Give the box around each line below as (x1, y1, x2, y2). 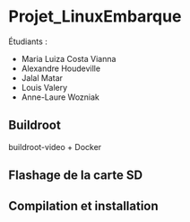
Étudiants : (8, 36, 48, 47)
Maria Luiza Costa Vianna (21, 53, 117, 64)
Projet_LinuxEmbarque (8, 6, 182, 27)
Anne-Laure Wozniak (21, 92, 100, 102)
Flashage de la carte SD (8, 168, 143, 183)
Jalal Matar (21, 72, 64, 83)
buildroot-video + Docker (8, 141, 102, 152)
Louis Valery (21, 82, 68, 93)
